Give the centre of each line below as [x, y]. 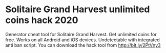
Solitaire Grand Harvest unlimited [78, 9]
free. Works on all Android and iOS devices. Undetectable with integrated [82, 40]
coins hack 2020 [42, 20]
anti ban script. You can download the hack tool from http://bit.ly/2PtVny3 [83, 45]
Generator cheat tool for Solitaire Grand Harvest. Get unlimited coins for [81, 34]
